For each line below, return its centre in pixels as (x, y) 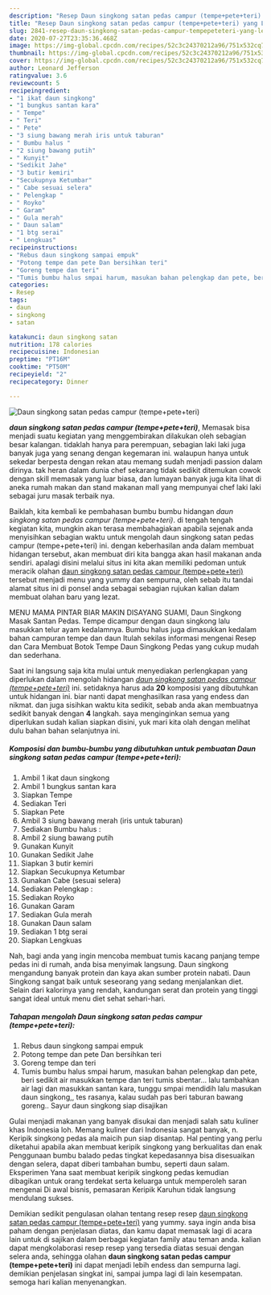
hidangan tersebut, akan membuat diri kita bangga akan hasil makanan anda (135, 554)
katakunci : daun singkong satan (63, 337)
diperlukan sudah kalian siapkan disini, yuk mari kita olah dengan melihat (130, 721)
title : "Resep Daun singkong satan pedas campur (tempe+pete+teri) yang (133, 23)
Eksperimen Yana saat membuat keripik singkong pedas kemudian (119, 1172)
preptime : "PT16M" (40, 360)
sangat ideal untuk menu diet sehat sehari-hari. (87, 998)
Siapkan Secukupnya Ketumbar (73, 872)
